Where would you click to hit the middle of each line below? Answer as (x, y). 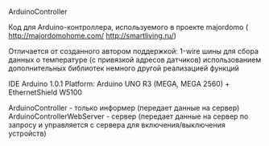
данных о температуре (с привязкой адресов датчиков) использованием (135, 60)
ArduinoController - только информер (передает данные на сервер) (124, 108)
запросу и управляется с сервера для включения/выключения (117, 125)
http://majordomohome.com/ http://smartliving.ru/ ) (93, 36)
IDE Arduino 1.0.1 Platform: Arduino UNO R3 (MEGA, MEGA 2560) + (119, 84)
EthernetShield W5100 (46, 92)
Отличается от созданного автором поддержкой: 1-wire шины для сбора (134, 51)
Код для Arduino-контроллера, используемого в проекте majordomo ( (128, 27)
